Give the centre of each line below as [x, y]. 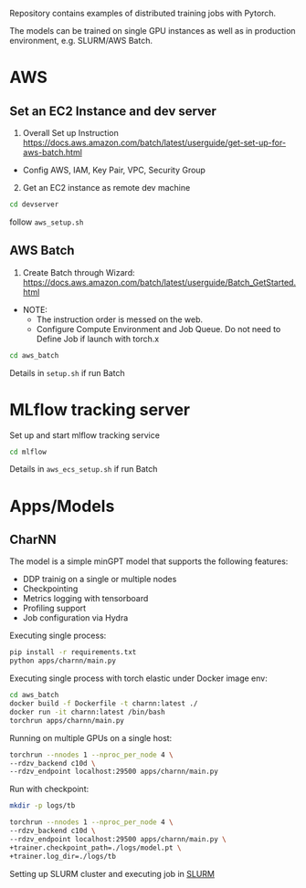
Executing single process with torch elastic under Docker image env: [138, 678]
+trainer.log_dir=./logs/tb [63, 856]
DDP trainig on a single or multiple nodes [100, 580]
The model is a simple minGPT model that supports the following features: [149, 561]
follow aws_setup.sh [47, 222]
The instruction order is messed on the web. [120, 319]
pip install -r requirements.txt [73, 653]
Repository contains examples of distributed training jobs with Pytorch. [143, 13]
